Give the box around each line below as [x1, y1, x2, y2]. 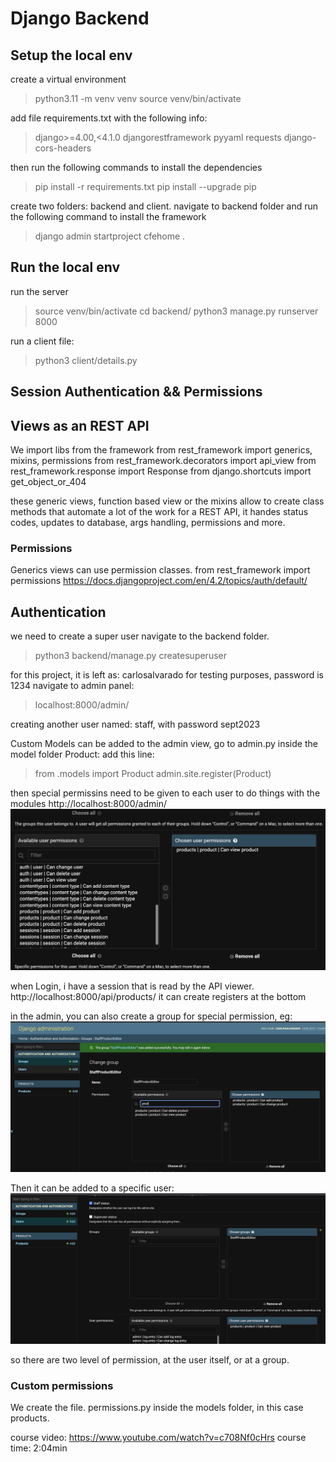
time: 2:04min [10, 1442, 68, 1454]
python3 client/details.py [34, 354, 138, 366]
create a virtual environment [10, 73, 127, 85]
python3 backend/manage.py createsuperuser [34, 650, 227, 662]
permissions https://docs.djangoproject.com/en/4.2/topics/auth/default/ [10, 575, 308, 587]
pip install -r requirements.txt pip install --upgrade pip [34, 181, 257, 192]
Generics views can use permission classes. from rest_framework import [10, 564, 311, 576]
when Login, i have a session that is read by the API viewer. [10, 980, 255, 992]
